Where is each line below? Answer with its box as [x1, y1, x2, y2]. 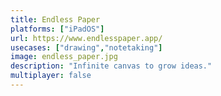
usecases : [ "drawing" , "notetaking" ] [10, 42, 163, 53]
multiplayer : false [10, 71, 92, 81]
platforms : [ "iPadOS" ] [10, 24, 105, 34]
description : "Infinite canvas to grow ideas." [10, 61, 213, 71]
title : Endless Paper [10, 14, 101, 25]
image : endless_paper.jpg [10, 52, 118, 62]
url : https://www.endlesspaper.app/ [10, 33, 163, 43]
